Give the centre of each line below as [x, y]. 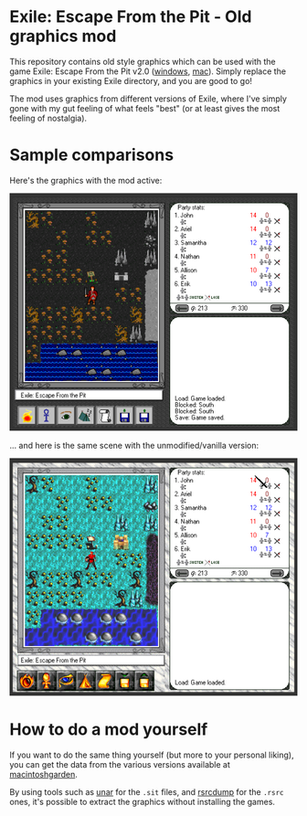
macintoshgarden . [43, 775]
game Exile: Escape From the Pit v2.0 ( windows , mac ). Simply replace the [148, 71]
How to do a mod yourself [109, 730]
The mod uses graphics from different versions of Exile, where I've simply [148, 99]
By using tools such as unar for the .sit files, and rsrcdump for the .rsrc [147, 792]
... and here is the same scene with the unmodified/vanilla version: [134, 446]
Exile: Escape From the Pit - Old [131, 17]
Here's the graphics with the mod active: [86, 180]
